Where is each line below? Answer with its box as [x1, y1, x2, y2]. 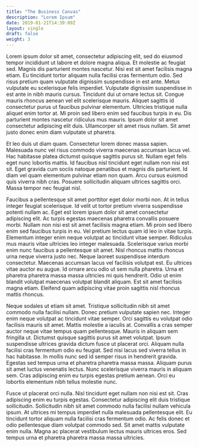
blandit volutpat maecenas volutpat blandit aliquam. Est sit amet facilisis [6, 278, 182, 285]
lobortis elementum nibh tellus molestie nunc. [6, 379, 118, 385]
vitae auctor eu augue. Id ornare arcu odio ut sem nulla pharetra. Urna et [6, 265, 184, 273]
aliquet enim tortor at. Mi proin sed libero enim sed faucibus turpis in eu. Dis [6, 110, 192, 117]
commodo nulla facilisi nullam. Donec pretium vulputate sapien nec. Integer [6, 309, 191, 315]
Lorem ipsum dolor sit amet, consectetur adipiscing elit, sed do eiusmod [6, 53, 183, 60]
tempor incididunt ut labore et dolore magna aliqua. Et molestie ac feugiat [6, 59, 186, 66]
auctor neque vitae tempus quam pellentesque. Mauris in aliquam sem [6, 328, 178, 335]
